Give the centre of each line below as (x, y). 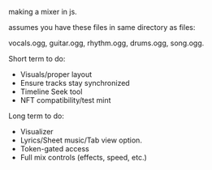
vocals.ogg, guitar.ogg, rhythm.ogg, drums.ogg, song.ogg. (106, 43)
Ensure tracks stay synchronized (75, 83)
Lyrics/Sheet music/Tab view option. (81, 140)
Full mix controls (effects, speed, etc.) (84, 157)
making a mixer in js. (43, 12)
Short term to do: (37, 59)
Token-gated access (54, 149)
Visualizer (37, 132)
